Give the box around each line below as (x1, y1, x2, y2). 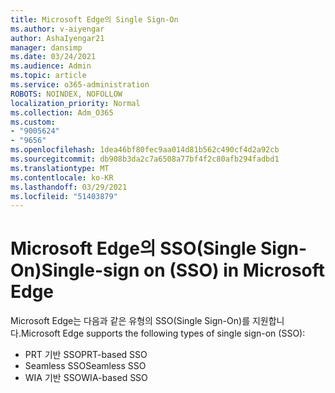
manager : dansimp (10, 42, 83, 53)
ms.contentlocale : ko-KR (10, 172, 114, 183)
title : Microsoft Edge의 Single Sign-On (10, 14, 179, 25)
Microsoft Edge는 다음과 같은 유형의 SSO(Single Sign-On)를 (10, 315, 251, 327)
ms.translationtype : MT (10, 163, 110, 173)
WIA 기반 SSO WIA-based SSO (24, 372, 148, 384)
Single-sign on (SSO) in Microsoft (41, 259, 326, 282)
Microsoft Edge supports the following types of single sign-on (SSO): (20, 327, 306, 340)
